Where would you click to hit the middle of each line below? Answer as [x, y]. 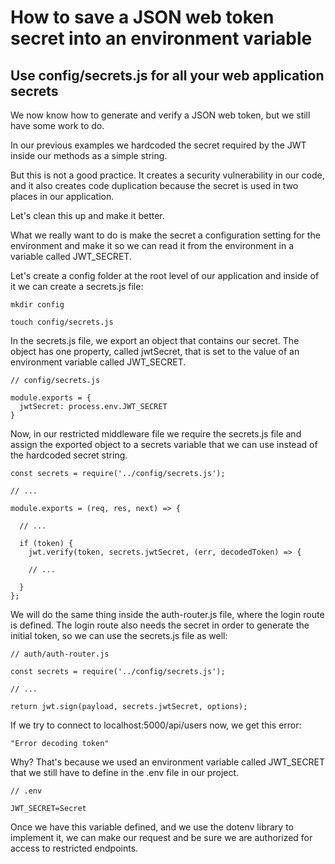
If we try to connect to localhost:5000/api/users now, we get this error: [156, 725]
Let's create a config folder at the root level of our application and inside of [165, 275]
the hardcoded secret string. [69, 455]
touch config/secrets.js [62, 322]
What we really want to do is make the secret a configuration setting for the [165, 235]
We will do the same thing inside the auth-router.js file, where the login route [167, 614]
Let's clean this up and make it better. [87, 215]
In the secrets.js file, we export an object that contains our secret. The [155, 340]
